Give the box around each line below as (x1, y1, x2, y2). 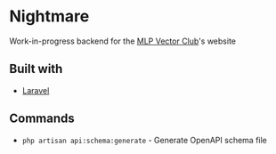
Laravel (21, 85, 50, 95)
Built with (9, 61, 63, 77)
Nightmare (9, 6, 90, 27)
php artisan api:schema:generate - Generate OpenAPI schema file (21, 134, 267, 145)
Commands (9, 111, 76, 126)
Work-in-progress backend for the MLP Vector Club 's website (9, 36, 236, 46)
